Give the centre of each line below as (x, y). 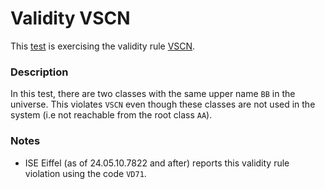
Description (39, 72)
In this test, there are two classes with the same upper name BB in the (153, 94)
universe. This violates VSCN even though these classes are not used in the (163, 104)
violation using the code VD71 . (85, 173)
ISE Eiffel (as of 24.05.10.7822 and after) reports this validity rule (157, 163)
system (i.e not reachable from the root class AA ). (111, 115)
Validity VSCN (70, 18)
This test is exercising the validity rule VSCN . (103, 46)
